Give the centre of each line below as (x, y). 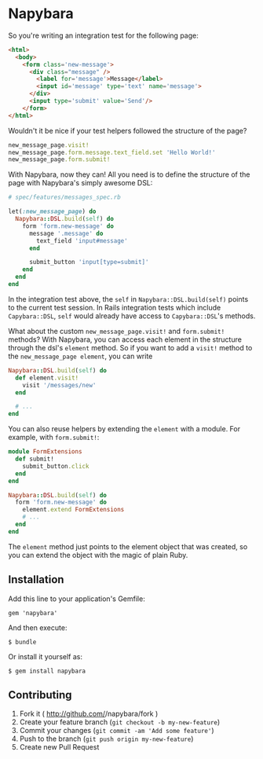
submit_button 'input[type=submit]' (89, 262)
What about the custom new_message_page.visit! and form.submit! (117, 331)
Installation (36, 579)
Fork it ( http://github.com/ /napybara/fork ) (89, 714)
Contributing (40, 695)
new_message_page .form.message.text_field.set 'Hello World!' (112, 152)
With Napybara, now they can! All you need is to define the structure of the (129, 174)
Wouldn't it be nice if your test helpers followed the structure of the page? (128, 130)
